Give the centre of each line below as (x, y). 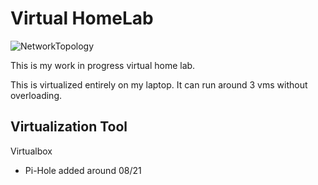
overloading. (36, 95)
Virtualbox (31, 151)
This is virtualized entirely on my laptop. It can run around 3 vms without (159, 84)
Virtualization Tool (69, 127)
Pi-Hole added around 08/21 (83, 170)
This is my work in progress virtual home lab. (103, 65)
